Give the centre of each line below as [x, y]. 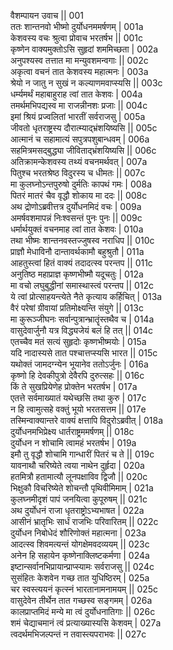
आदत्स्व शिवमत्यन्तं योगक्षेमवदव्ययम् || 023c [80, 544]
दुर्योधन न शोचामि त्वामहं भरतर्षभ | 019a [73, 443]
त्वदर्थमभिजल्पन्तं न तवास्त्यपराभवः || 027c [78, 634]
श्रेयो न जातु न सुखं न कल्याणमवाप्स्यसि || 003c [86, 83]
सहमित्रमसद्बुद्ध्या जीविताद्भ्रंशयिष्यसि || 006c [83, 150]
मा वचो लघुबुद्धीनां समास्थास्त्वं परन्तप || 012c [82, 285]
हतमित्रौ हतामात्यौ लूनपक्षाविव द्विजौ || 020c [79, 476]
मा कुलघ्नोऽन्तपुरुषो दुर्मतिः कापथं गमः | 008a [81, 184]
